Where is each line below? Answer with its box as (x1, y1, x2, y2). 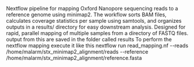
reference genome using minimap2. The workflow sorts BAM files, (6, 11, 167, 18)
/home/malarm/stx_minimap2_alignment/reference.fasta (6, 55, 142, 61)
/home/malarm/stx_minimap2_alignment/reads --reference (6, 48, 149, 55)
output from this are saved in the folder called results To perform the (6, 36, 172, 43)
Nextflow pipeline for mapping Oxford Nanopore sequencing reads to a (6, 5, 178, 12)
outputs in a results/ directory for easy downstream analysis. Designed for (6, 23, 186, 30)
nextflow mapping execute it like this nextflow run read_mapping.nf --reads (6, 42, 189, 49)
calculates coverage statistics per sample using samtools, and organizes (6, 17, 182, 24)
